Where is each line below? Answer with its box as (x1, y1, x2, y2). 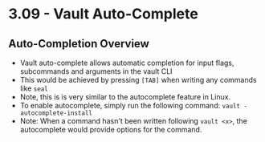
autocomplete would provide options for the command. (19, 125, 202, 134)
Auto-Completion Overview (8, 37, 150, 51)
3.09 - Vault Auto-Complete (8, 5, 198, 23)
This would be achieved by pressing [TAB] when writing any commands (19, 75, 257, 84)
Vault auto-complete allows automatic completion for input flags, (19, 58, 234, 67)
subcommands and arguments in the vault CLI (19, 67, 173, 76)
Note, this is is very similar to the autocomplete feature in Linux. (19, 92, 231, 101)
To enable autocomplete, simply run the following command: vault (19, 101, 241, 110)
